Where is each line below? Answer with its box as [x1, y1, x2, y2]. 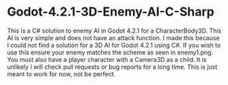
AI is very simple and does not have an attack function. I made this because [7, 33, 220, 41]
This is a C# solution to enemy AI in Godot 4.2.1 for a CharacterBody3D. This [7, 27, 222, 35]
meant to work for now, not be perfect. [7, 69, 116, 78]
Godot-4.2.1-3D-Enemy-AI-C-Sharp [7, 4, 215, 20]
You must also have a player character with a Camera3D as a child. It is [7, 55, 207, 63]
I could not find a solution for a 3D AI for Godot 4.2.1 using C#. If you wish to [7, 41, 221, 49]
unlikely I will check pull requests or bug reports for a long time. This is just [7, 63, 218, 71]
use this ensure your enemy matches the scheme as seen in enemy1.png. [7, 48, 214, 56]
